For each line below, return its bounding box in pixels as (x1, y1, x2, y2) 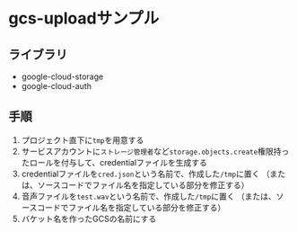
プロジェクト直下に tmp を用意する (21, 134, 144, 145)
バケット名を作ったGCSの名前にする (21, 213, 157, 224)
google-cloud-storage (21, 71, 104, 82)
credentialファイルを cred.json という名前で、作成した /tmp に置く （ (21, 168, 270, 179)
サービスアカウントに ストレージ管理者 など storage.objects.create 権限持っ (21, 146, 290, 156)
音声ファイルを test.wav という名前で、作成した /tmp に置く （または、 (21, 191, 277, 201)
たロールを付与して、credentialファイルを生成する (21, 156, 208, 167)
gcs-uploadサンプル (8, 8, 160, 29)
